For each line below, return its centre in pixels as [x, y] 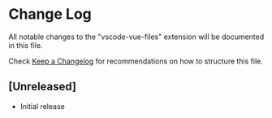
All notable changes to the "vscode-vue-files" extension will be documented [136, 37]
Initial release [42, 106]
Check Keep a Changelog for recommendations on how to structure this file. [136, 61]
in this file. [26, 45]
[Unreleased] [43, 87]
